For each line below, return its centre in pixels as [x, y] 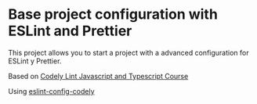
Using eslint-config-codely [52, 91]
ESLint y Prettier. [35, 61]
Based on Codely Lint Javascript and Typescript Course [98, 76]
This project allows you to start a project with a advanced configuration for [128, 52]
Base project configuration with [113, 14]
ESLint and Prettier [70, 31]
